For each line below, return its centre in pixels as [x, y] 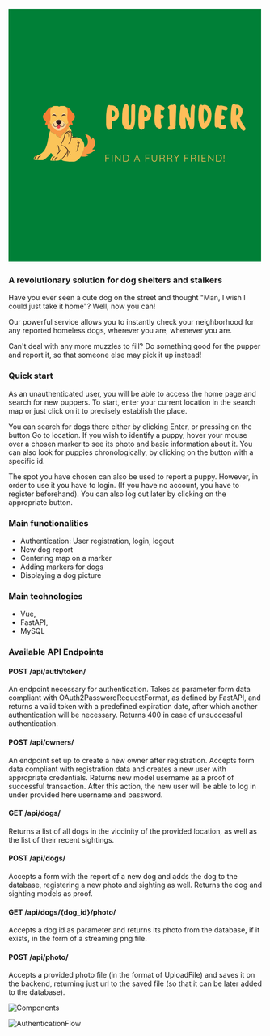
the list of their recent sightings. [61, 839]
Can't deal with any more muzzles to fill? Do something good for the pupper [135, 346]
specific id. [27, 461]
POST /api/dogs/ [37, 858]
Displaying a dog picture [61, 575]
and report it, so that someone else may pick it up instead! [105, 355]
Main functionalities [49, 523]
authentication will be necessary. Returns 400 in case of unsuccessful [125, 715]
